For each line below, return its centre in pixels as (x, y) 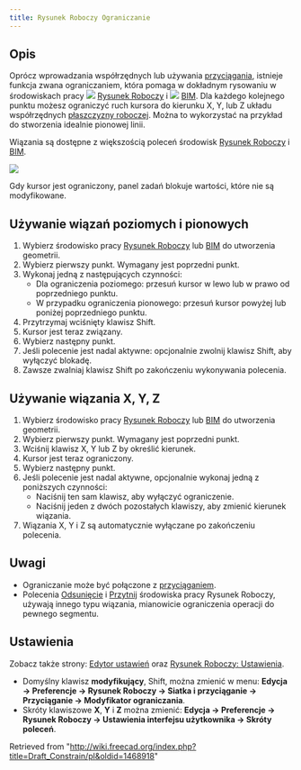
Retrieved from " (40, 746)
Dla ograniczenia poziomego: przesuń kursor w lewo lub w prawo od (163, 284)
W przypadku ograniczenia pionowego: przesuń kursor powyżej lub (161, 303)
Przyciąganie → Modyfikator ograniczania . (104, 700)
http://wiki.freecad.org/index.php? (133, 746)
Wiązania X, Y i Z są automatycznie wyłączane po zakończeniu (139, 525)
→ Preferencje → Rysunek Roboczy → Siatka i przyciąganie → (140, 691)
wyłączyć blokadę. (57, 360)
